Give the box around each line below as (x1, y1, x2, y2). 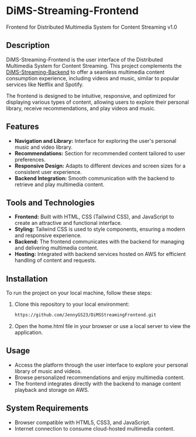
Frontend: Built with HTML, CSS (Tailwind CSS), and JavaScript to (14, 213, 174, 220)
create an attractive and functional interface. (14, 220, 122, 227)
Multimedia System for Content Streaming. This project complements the (6, 62, 183, 69)
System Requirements (6, 403, 89, 414)
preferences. (14, 156, 46, 163)
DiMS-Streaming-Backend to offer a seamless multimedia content (6, 69, 165, 76)
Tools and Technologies (6, 197, 95, 207)
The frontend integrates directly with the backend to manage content (14, 380, 181, 387)
